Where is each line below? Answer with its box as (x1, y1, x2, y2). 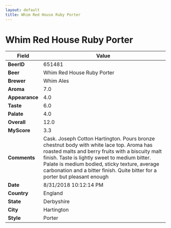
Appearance (8, 94, 39, 101)
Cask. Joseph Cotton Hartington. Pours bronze (43, 135, 155, 142)
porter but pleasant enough (43, 173, 109, 180)
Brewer (8, 77, 26, 84)
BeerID (8, 61, 25, 68)
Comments (8, 154, 36, 161)
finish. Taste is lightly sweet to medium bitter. (43, 154, 151, 161)
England (43, 190, 63, 197)
